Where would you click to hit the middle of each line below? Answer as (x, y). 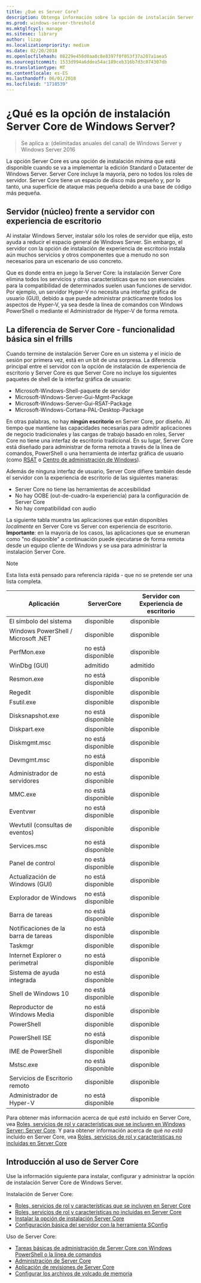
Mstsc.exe (24, 1064)
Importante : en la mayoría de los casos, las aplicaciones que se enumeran (98, 532)
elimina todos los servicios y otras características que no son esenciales (95, 279)
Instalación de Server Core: (40, 1194)
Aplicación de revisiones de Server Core (65, 1267)
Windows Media (32, 1015)
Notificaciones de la (37, 928)
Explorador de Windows (43, 898)
